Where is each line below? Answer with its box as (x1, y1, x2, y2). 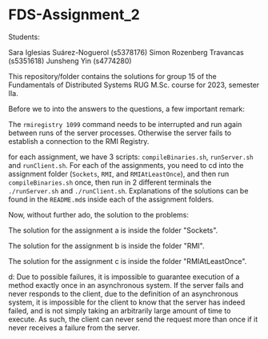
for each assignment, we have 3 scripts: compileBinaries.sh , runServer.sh (8, 152, 254, 162)
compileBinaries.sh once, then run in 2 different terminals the (8, 177, 212, 187)
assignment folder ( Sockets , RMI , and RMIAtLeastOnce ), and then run (8, 169, 230, 178)
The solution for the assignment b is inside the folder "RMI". (8, 241, 206, 250)
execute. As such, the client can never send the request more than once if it (8, 314, 258, 324)
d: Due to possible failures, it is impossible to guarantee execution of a (8, 272, 240, 281)
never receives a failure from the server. (8, 322, 140, 333)
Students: (8, 32, 40, 42)
